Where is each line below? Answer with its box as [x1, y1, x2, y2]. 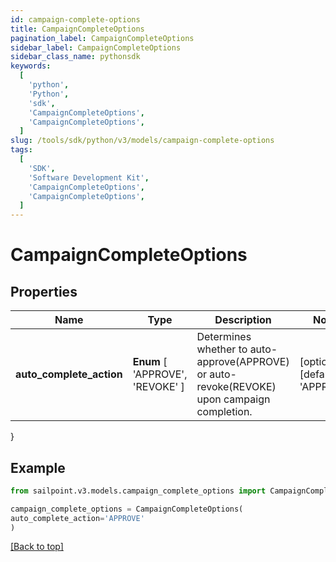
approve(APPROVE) [196, 355, 290, 369]
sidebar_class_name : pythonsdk [10, 52, 141, 62]
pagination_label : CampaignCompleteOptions [10, 33, 195, 43]
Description [214, 313, 272, 327]
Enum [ [132, 355, 168, 369]
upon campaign [196, 392, 271, 406]
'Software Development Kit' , [28, 172, 150, 183]
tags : [10, 145, 33, 155]
